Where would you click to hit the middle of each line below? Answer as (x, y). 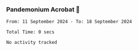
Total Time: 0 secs (30, 32)
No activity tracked (32, 43)
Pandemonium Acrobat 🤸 (43, 9)
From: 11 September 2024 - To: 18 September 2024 (69, 22)
